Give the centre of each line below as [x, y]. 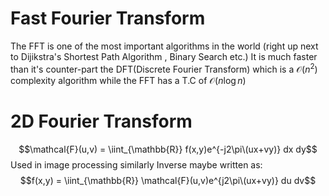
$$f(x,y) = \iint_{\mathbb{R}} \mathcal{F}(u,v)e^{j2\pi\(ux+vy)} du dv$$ [168, 180]
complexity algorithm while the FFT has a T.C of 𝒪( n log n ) [128, 80]
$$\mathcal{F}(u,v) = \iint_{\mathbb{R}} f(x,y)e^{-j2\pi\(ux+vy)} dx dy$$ [168, 149]
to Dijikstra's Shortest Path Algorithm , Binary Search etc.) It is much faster [164, 56]
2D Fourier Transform [101, 121]
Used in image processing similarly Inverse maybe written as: [136, 164]
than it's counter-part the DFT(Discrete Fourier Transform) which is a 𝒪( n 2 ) [164, 68]
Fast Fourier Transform [108, 18]
